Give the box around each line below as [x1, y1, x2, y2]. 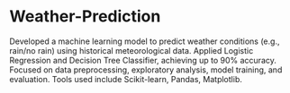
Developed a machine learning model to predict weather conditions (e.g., [9, 36, 280, 46]
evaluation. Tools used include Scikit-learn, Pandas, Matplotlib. [9, 73, 243, 84]
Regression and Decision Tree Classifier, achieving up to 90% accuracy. [9, 55, 277, 65]
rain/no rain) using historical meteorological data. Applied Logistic [9, 45, 254, 55]
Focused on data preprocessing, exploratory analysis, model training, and [9, 64, 283, 75]
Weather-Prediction [9, 6, 161, 27]
